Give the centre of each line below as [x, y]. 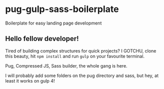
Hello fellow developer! [42, 39]
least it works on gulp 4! [30, 80]
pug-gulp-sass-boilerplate [62, 9]
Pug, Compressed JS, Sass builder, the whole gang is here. [66, 65]
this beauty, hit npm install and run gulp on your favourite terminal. [75, 56]
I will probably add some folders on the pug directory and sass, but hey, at [82, 75]
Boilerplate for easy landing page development [53, 23]
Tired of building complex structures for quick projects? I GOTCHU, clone [81, 50]
